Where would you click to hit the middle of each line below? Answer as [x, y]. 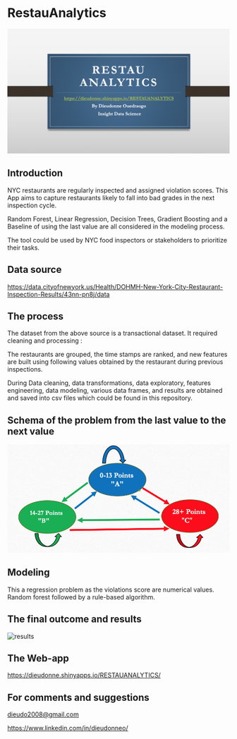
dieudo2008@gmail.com [43, 714]
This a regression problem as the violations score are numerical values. [111, 590]
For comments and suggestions [78, 697]
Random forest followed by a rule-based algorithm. [81, 597]
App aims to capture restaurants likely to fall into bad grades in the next [111, 197]
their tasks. [24, 248]
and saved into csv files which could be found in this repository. [100, 398]
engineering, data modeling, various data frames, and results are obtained [115, 391]
